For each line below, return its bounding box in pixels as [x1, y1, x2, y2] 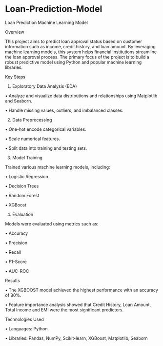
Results [5, 277, 20, 284]
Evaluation [12, 211, 34, 217]
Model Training [12, 155, 43, 161]
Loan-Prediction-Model [5, 3, 102, 15]
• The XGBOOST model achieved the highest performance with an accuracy [5, 287, 159, 293]
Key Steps [5, 74, 26, 80]
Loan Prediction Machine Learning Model [5, 20, 88, 25]
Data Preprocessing [12, 117, 52, 122]
